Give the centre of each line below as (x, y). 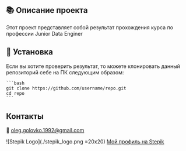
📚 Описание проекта (47, 10)
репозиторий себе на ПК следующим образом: (65, 72)
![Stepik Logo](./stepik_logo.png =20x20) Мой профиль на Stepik (85, 142)
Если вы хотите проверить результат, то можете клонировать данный (93, 66)
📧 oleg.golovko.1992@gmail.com (45, 131)
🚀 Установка (30, 52)
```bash (15, 83)
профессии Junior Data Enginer (44, 33)
